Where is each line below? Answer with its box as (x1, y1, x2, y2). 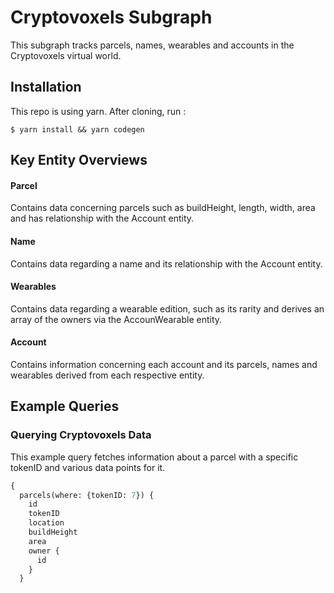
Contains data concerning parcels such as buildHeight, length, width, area (10, 202, 316, 214)
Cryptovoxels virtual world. (10, 49, 122, 61)
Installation (10, 79, 82, 96)
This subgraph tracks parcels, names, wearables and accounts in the (10, 39, 295, 51)
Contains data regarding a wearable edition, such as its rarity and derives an (10, 302, 325, 315)
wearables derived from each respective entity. (10, 369, 205, 381)
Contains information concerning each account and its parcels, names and (10, 358, 318, 370)
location (28, 518, 65, 528)
